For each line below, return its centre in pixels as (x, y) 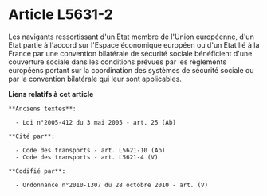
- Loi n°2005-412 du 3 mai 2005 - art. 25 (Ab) (96, 122)
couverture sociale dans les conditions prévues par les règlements (118, 62)
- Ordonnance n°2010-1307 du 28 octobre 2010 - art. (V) (112, 185)
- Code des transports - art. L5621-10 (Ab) (90, 150)
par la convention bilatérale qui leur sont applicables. (95, 79)
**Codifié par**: (37, 171)
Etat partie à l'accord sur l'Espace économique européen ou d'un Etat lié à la (134, 44)
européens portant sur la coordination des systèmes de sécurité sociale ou (131, 70)
